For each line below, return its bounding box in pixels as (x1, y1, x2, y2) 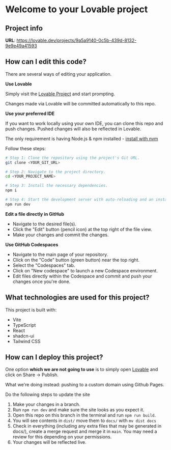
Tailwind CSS (12, 338, 41, 344)
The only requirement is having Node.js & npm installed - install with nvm (5, 135, 158, 142)
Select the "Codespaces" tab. (12, 262, 75, 268)
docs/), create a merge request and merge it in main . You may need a (12, 429, 157, 435)
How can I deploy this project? (5, 353, 103, 362)
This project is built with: (5, 306, 57, 313)
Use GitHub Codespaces (5, 241, 59, 247)
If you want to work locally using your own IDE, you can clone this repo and (5, 120, 163, 126)
